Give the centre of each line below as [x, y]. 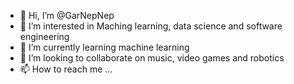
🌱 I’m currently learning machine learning [104, 47]
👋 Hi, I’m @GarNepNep [67, 15]
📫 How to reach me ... [66, 69]
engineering [44, 36]
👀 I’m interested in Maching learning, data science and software [151, 26]
